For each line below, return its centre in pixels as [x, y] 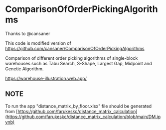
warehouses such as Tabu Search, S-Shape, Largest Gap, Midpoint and [79, 63]
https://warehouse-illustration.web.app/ [46, 78]
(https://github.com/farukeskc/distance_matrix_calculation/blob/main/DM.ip [83, 117]
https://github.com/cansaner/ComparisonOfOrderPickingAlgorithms [75, 48]
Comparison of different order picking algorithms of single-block [72, 58]
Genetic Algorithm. [24, 69]
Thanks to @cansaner [28, 33]
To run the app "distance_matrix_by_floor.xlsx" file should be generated [79, 106]
